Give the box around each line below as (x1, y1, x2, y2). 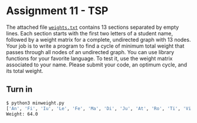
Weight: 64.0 (6, 111, 38, 117)
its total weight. (6, 67, 44, 74)
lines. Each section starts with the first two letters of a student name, (6, 29, 173, 36)
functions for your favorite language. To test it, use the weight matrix (6, 55, 173, 62)
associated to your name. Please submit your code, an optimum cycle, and (6, 61, 188, 68)
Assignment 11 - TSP (6, 4, 109, 18)
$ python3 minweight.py (6, 100, 65, 106)
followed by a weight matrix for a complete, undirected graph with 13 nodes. (6, 36, 191, 43)
